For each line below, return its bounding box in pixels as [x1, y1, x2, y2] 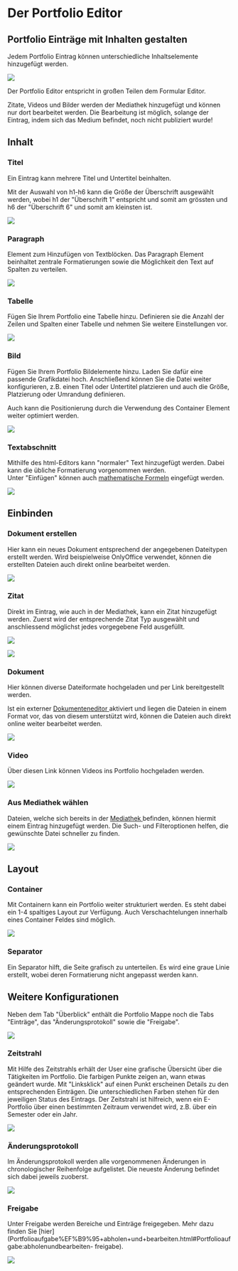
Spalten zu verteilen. [7, 265, 68, 273]
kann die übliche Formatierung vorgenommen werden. [7, 466, 167, 474]
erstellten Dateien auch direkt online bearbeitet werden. [7, 560, 171, 568]
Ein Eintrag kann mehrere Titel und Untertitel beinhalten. [7, 174, 172, 182]
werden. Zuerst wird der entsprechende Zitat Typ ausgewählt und [7, 615, 200, 623]
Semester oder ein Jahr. [7, 1110, 78, 1118]
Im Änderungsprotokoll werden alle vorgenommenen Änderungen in [7, 1157, 206, 1166]
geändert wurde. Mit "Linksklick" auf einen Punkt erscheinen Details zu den [7, 1080, 229, 1088]
